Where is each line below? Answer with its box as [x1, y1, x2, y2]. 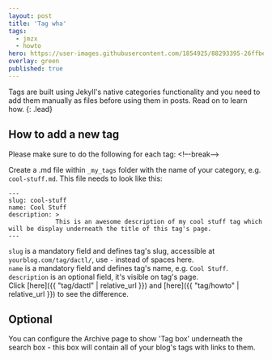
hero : [8, 49, 27, 58]
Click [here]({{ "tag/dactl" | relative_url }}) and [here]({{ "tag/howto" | [8, 281, 240, 290]
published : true [8, 65, 63, 73]
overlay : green [8, 58, 60, 66]
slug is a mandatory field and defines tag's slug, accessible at [8, 246, 215, 255]
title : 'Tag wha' [8, 19, 67, 28]
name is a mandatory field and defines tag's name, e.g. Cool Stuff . [8, 263, 228, 272]
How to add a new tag [8, 127, 120, 142]
